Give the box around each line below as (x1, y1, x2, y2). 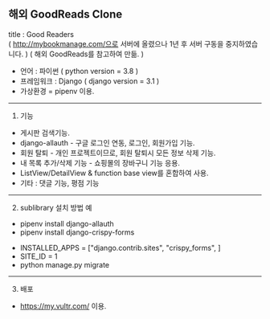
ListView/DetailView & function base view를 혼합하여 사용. (19, 168, 209, 178)
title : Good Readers (8, 29, 75, 39)
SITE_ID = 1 (19, 252, 58, 261)
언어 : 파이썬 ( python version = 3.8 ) (19, 66, 139, 76)
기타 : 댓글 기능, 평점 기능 (19, 178, 100, 187)
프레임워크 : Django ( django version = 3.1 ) (19, 76, 160, 86)
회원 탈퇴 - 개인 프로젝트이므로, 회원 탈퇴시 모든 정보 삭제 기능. (19, 148, 216, 157)
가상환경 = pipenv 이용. (19, 86, 95, 96)
